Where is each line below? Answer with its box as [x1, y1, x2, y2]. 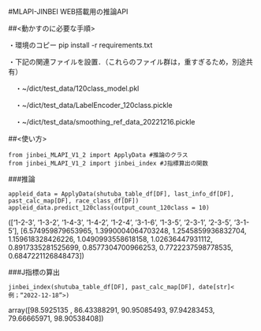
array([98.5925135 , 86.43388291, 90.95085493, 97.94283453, [8, 306, 215, 314]
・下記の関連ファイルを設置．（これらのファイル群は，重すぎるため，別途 [8, 58, 247, 66]
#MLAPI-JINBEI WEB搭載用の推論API [8, 7, 129, 16]
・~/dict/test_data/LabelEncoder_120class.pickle [14, 101, 173, 110]
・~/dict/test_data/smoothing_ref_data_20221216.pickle [14, 117, 196, 126]
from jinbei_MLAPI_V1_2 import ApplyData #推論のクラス [8, 151, 188, 159]
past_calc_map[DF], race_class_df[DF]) [8, 197, 140, 205]
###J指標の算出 [8, 267, 61, 277]
